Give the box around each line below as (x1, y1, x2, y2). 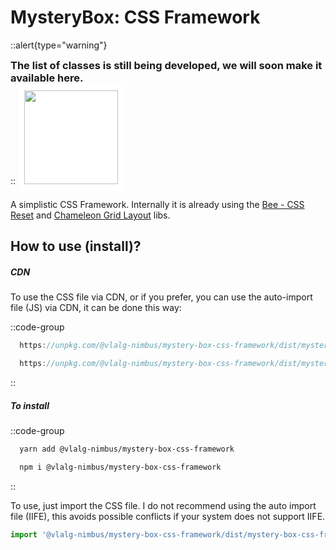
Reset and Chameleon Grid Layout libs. (10, 209, 171, 221)
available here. (10, 71, 84, 85)
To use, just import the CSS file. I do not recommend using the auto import (10, 499, 317, 511)
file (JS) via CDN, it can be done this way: (10, 302, 182, 314)
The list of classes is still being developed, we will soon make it (10, 58, 323, 72)
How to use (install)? (10, 238, 142, 255)
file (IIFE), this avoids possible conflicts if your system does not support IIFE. (10, 510, 326, 522)
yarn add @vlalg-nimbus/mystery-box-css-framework (19, 444, 235, 455)
